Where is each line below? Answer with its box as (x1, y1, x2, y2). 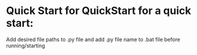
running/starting (6, 42, 45, 49)
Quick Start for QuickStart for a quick (6, 4, 192, 18)
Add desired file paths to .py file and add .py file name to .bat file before (6, 36, 181, 43)
